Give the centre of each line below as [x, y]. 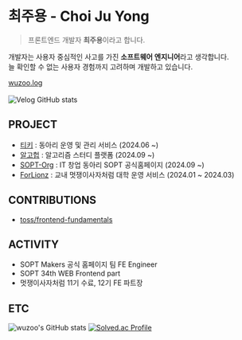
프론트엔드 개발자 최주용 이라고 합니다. [86, 40]
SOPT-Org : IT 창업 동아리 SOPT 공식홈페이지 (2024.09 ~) [112, 165]
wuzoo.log [25, 82]
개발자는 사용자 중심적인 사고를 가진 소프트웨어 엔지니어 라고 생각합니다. [119, 57]
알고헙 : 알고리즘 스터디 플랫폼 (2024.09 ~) [87, 154]
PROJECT [33, 125]
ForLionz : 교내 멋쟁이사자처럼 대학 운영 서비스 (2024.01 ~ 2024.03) [127, 174]
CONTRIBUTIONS [53, 200]
